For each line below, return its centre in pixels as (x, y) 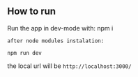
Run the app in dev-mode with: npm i (60, 28)
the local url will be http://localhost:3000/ (69, 66)
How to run (32, 11)
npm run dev (24, 53)
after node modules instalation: (56, 41)
